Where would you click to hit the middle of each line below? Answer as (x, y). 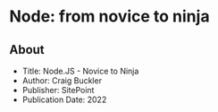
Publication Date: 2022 (64, 99)
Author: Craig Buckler (62, 81)
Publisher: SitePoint (58, 90)
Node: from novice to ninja (109, 17)
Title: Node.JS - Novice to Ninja (80, 71)
